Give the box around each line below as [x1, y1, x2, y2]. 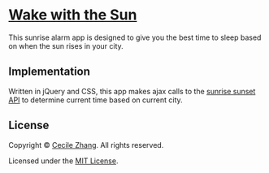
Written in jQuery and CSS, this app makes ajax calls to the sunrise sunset [8, 86, 256, 96]
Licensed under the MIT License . [8, 156, 119, 166]
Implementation [8, 65, 91, 79]
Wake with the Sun [8, 6, 137, 24]
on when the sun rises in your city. [8, 41, 124, 50]
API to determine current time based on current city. [8, 95, 183, 105]
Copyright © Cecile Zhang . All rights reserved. [8, 140, 164, 149]
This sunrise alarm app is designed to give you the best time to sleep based [8, 32, 262, 42]
